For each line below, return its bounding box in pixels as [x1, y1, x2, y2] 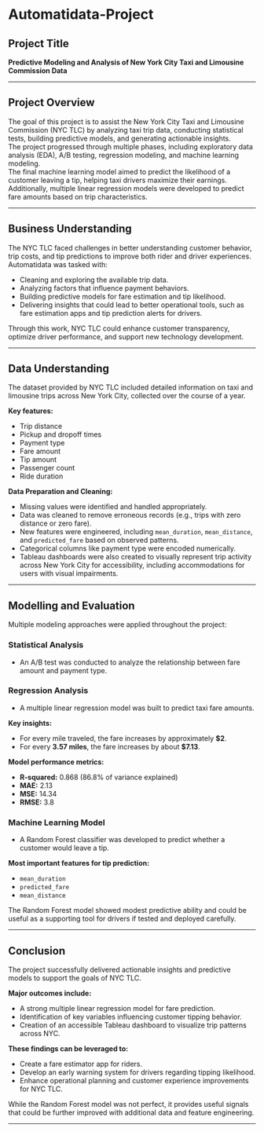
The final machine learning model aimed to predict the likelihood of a [8, 167, 231, 176]
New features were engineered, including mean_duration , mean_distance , [19, 527, 253, 537]
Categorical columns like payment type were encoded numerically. [19, 544, 236, 553]
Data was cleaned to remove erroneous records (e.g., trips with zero [19, 511, 241, 520]
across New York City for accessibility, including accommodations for [19, 560, 245, 570]
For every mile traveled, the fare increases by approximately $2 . [19, 733, 227, 743]
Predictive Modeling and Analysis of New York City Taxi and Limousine [8, 57, 244, 67]
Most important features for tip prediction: [8, 859, 150, 868]
